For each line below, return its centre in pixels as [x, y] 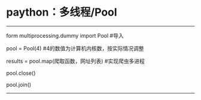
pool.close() [21, 73]
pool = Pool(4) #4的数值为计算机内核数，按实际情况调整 [75, 48]
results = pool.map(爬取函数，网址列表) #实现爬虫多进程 [75, 61]
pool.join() [19, 84]
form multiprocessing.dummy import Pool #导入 [65, 35]
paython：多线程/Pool [62, 12]
